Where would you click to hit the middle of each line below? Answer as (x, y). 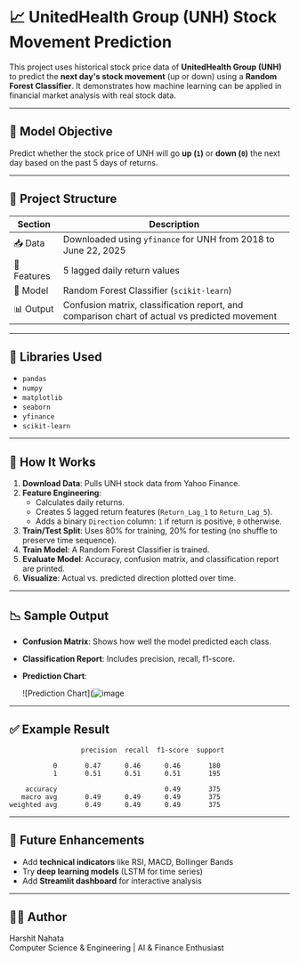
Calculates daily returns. (80, 502)
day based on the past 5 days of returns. (84, 162)
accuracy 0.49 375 (123, 789)
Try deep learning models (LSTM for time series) (112, 871)
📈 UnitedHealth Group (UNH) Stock (143, 17)
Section (34, 224)
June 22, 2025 (94, 250)
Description (174, 224)
